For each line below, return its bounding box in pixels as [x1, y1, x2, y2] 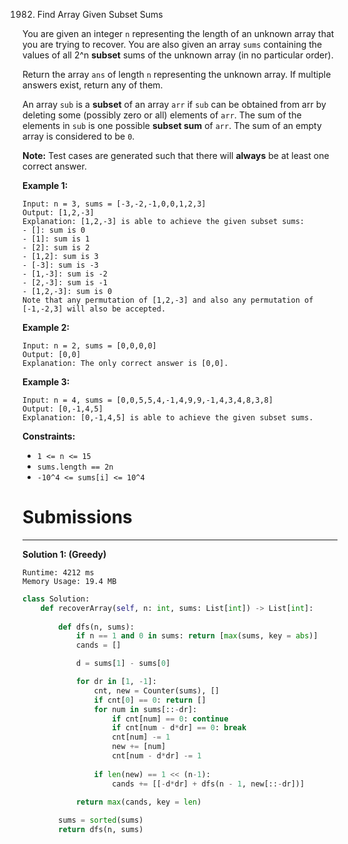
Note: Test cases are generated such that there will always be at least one [22, 150, 330, 161]
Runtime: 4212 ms [22, 567, 95, 578]
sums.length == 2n [36, 462, 114, 472]
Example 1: [22, 180, 69, 191]
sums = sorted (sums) [58, 815, 144, 826]
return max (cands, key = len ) [75, 797, 202, 807]
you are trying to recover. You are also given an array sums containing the [22, 39, 323, 50]
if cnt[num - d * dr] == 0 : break [111, 723, 247, 733]
